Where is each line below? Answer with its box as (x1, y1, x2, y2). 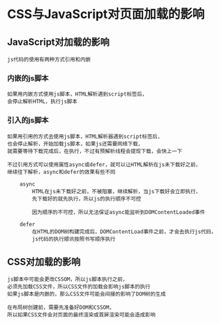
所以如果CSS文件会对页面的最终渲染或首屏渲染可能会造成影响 (7, 312, 156, 318)
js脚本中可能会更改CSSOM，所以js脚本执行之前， (7, 276, 128, 283)
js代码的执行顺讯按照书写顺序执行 (32, 235, 116, 242)
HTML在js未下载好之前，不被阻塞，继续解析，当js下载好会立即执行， (32, 188, 201, 195)
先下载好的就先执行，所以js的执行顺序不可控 (32, 195, 142, 202)
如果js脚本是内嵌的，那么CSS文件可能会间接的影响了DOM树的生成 (7, 291, 166, 298)
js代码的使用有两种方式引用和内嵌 (7, 56, 91, 63)
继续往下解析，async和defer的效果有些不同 (7, 168, 116, 175)
